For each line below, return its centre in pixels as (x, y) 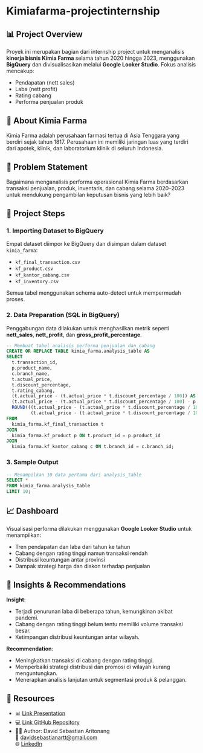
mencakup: (20, 71)
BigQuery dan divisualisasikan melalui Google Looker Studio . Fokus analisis (101, 64)
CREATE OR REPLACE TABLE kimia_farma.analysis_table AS (78, 351)
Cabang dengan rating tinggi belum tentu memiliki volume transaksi (99, 624)
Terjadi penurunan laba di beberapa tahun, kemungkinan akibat (94, 611)
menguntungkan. (36, 673)
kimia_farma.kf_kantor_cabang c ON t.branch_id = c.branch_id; (93, 447)
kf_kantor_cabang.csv (42, 275)
